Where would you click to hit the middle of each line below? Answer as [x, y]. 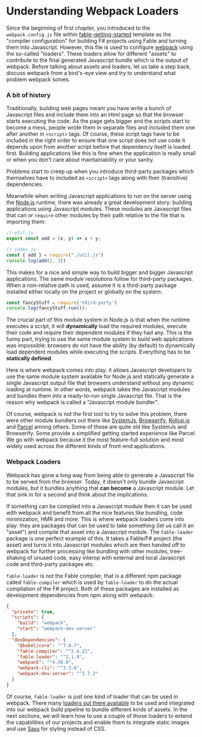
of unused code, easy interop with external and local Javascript [106, 558]
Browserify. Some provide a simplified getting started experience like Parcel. [101, 433]
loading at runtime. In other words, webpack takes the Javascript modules [98, 389]
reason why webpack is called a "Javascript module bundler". [83, 402]
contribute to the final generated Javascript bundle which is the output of [97, 60]
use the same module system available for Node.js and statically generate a [100, 377]
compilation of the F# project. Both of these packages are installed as [93, 588]
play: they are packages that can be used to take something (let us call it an [100, 525]
